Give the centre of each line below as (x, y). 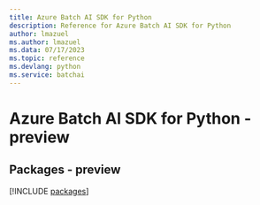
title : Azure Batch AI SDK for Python (80, 17)
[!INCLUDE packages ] (49, 191)
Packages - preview (65, 170)
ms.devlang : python (45, 67)
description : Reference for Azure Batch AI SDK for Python (120, 26)
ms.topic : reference (47, 58)
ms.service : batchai (47, 75)
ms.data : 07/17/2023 (47, 50)
